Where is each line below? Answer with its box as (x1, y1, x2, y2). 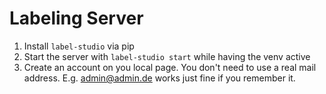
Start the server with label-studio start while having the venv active (23, 50, 311, 62)
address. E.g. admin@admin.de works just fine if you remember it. (23, 72, 296, 84)
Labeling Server (9, 7, 144, 30)
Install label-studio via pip (23, 40, 135, 52)
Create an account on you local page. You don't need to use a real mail (23, 61, 317, 73)
